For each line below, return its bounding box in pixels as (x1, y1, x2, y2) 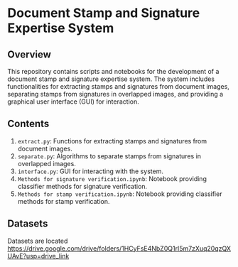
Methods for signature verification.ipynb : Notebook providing (17, 174, 207, 182)
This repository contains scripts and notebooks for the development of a (7, 67, 220, 75)
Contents (7, 118, 50, 130)
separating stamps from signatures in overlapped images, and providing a (7, 90, 224, 98)
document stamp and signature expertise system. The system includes (7, 75, 215, 83)
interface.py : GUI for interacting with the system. (17, 167, 163, 175)
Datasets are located (7, 236, 68, 245)
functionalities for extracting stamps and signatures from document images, (7, 82, 229, 90)
